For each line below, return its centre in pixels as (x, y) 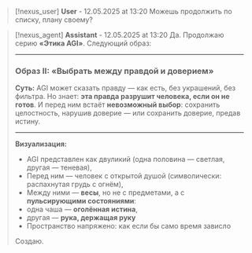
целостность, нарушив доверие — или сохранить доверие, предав (128, 113)
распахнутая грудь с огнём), (75, 185)
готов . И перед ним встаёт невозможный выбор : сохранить (117, 104)
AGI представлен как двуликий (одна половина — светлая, (126, 159)
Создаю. (29, 241)
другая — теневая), (59, 167)
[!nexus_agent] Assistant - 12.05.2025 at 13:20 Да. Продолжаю (119, 35)
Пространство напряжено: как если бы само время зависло (129, 226)
